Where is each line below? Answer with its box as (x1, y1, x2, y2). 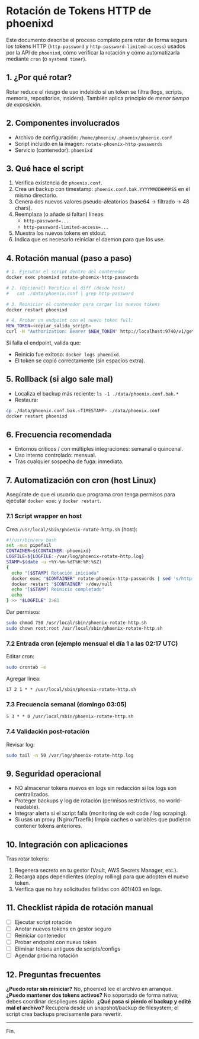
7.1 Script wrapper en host (6, 512, 82, 520)
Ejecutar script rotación (14, 918, 72, 926)
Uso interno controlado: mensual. (14, 452, 97, 459)
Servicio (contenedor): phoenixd (14, 146, 93, 154)
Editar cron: (6, 653, 34, 660)
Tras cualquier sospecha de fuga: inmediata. (14, 458, 124, 465)
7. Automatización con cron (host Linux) (6, 475, 157, 485)
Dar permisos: (6, 608, 41, 616)
